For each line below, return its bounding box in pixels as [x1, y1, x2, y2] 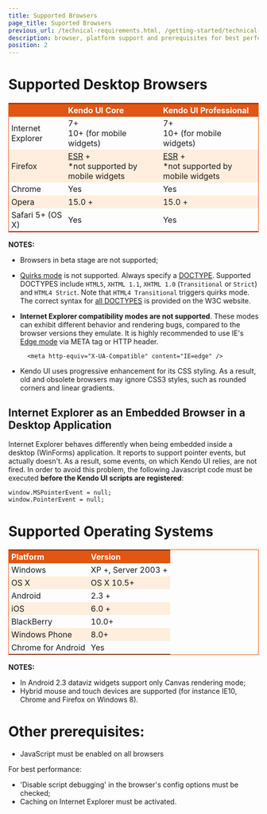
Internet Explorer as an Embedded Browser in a [8, 405, 246, 419]
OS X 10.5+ [91, 577, 135, 588]
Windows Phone [11, 628, 73, 640]
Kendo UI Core [68, 104, 125, 115]
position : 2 [8, 41, 48, 49]
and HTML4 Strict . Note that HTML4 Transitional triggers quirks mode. [19, 288, 250, 297]
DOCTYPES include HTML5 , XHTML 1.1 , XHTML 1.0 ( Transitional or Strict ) [19, 279, 258, 288]
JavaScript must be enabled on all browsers [19, 749, 164, 758]
